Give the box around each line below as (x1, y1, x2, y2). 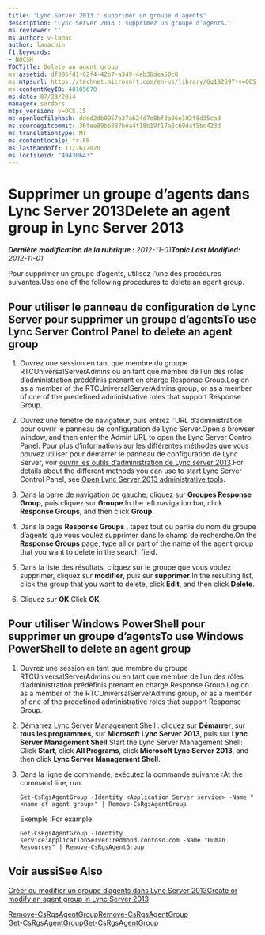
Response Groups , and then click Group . (19, 507, 154, 516)
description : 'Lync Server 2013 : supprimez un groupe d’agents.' (8, 19, 232, 27)
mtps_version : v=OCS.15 (8, 108, 87, 115)
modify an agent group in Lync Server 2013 (8, 894, 149, 903)
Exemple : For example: (19, 814, 95, 823)
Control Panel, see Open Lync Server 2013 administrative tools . (19, 475, 225, 483)
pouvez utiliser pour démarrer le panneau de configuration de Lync (19, 449, 239, 459)
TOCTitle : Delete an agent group (8, 63, 119, 71)
